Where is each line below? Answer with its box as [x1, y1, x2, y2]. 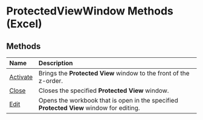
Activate [9, 73, 33, 81]
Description [38, 59, 74, 67]
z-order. [38, 77, 63, 85]
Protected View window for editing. [38, 104, 140, 112]
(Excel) [6, 17, 42, 31]
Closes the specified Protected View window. [38, 86, 169, 95]
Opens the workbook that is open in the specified [38, 96, 178, 104]
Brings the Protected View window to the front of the [38, 69, 190, 77]
